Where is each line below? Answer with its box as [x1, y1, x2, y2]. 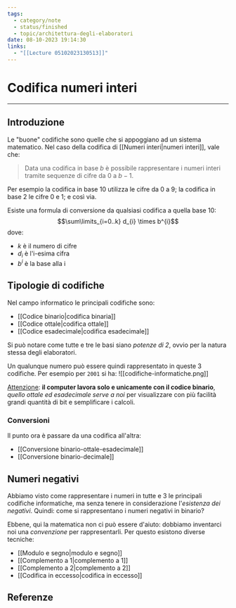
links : [7, 43, 27, 50]
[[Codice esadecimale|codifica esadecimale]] [17, 327, 150, 335]
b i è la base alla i [17, 258, 66, 268]
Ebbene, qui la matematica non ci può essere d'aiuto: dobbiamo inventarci [7, 520, 222, 528]
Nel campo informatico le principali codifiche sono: [7, 298, 155, 307]
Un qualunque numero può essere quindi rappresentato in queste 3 [7, 362, 202, 370]
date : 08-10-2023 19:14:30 [7, 37, 86, 44]
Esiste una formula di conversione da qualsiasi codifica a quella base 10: [7, 205, 216, 215]
